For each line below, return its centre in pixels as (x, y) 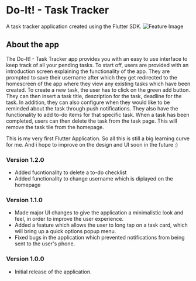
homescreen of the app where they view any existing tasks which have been (98, 84)
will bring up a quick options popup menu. (65, 231)
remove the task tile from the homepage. (55, 127)
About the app (33, 45)
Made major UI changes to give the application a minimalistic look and (99, 213)
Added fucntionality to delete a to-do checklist (71, 172)
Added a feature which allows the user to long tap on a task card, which (101, 225)
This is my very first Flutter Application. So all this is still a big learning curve (98, 138)
